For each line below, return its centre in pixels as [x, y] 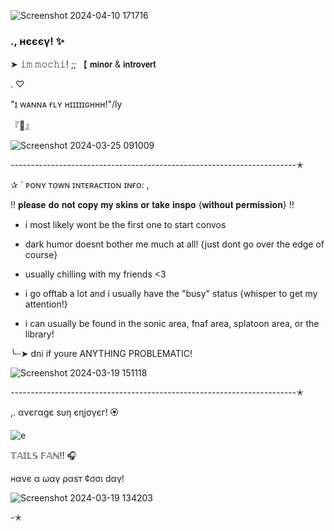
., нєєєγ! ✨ [37, 41]
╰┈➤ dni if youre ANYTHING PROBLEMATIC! [101, 354]
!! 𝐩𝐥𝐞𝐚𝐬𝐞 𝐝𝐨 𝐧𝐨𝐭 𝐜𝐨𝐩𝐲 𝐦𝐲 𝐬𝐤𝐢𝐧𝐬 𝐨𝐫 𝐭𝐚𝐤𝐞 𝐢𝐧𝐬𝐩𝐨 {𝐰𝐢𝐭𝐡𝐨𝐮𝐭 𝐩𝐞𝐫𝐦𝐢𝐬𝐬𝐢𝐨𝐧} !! [152, 205]
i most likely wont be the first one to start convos [125, 225]
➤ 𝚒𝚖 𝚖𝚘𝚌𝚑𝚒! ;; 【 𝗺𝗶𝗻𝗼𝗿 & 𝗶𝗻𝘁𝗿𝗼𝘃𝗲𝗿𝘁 [83, 64]
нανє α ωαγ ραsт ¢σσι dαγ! [67, 479]
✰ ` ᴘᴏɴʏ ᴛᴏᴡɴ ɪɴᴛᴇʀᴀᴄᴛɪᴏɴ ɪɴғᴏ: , [80, 185]
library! [39, 334]
